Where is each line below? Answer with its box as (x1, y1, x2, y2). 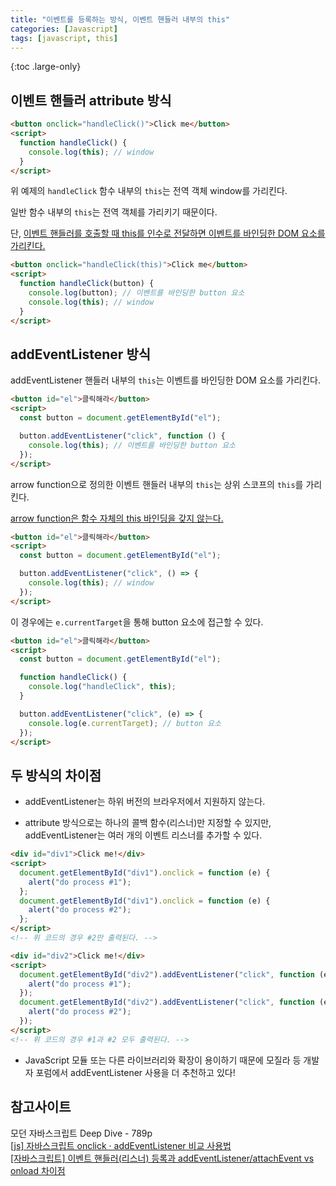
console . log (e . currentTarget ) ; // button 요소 (28, 718, 222, 728)
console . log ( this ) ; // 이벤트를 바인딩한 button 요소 (28, 440, 237, 450)
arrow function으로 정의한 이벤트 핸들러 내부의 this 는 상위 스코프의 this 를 (10, 478, 304, 490)
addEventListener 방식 (10, 346, 152, 363)
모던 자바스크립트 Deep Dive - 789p (10, 1127, 153, 1139)
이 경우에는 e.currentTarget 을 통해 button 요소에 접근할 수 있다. (10, 616, 264, 628)
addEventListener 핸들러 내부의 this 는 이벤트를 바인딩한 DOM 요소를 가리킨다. (10, 374, 322, 386)
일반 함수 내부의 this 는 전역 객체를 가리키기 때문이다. (10, 206, 218, 218)
